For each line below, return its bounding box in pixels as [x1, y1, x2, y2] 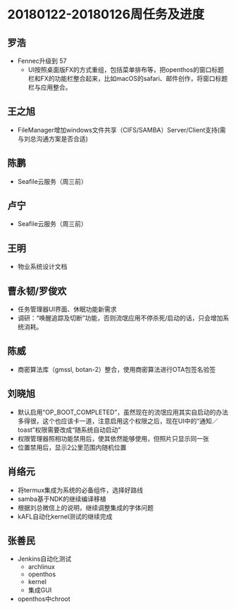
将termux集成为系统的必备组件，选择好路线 [17, 485, 144, 494]
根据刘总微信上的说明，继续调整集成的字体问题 [17, 503, 154, 511]
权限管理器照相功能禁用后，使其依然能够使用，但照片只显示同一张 [17, 434, 209, 442]
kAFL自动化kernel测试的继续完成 [17, 512, 113, 521]
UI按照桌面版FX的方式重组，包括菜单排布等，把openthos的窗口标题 [27, 66, 224, 74]
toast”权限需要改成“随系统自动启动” [17, 425, 121, 434]
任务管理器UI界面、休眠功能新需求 [17, 305, 117, 313]
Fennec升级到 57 [17, 57, 67, 65]
